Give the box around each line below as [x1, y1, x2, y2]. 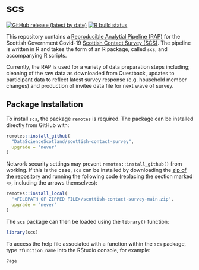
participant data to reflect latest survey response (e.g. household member [6, 76, 187, 83]
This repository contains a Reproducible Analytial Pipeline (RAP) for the [6, 33, 181, 40]
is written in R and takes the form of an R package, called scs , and [6, 45, 168, 52]
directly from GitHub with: [6, 121, 70, 129]
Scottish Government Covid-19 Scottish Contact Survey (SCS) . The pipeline [6, 39, 191, 46]
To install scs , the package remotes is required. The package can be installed [6, 115, 194, 122]
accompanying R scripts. [6, 52, 67, 59]
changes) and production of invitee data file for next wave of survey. [6, 82, 174, 89]
